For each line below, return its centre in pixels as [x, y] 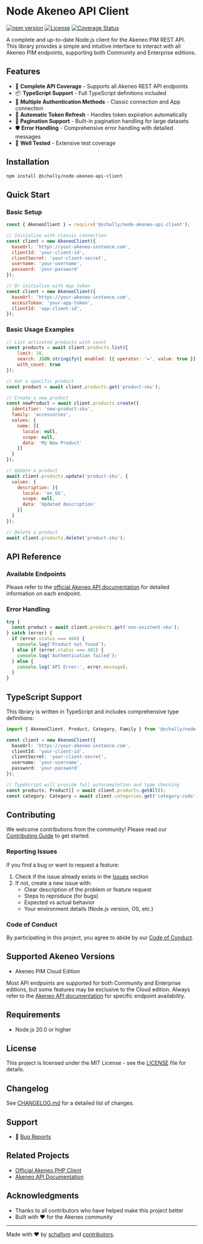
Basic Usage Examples [40, 329]
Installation [28, 162]
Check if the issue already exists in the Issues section [82, 876]
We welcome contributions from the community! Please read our [87, 829]
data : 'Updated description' [59, 505]
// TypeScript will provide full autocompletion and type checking [93, 785]
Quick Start [28, 195]
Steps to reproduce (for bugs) [61, 896]
